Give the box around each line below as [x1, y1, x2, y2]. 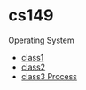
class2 [20, 61, 46, 72]
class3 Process [20, 70, 77, 81]
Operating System [8, 35, 74, 45]
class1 [20, 52, 44, 62]
